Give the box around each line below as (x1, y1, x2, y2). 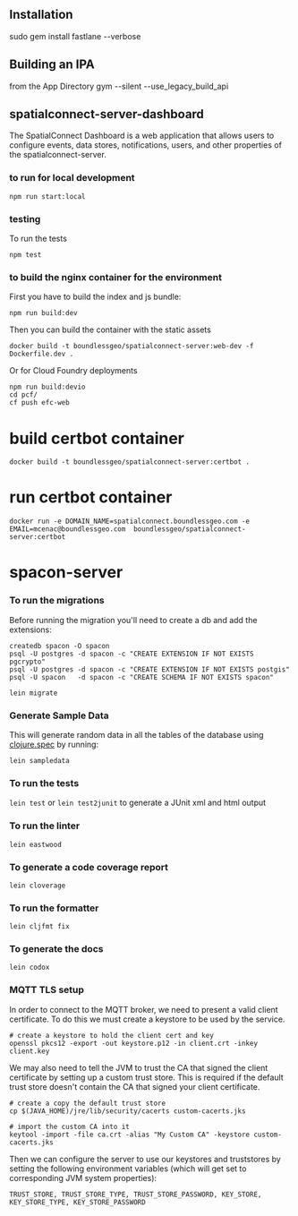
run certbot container (9, 487, 173, 508)
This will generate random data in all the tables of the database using (9, 729, 264, 740)
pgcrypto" (9, 657, 47, 666)
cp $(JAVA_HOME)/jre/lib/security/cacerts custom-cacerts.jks (9, 1106, 246, 1116)
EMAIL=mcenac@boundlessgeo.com (9, 525, 126, 534)
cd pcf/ (9, 390, 38, 399)
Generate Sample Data (9, 709, 109, 722)
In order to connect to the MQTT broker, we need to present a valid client (9, 1004, 279, 1015)
